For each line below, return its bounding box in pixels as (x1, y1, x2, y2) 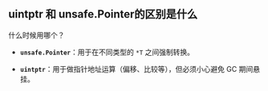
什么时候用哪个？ (8, 30, 65, 40)
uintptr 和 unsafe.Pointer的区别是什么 (8, 7, 198, 22)
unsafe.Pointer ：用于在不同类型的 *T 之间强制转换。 (19, 47, 195, 57)
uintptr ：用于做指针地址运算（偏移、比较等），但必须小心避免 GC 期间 (19, 64, 254, 73)
